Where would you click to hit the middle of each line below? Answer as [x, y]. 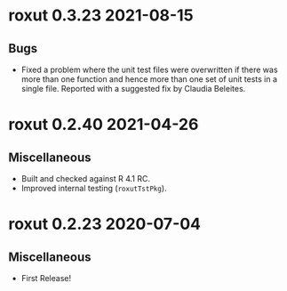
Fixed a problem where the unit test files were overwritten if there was [149, 69]
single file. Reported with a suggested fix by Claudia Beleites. [133, 89]
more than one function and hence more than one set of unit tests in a [149, 79]
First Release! [46, 278]
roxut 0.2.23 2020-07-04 [105, 224]
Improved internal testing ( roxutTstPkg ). [94, 188]
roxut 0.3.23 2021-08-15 [101, 16]
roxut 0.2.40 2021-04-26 [104, 125]
